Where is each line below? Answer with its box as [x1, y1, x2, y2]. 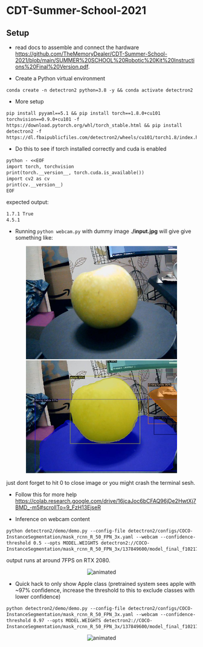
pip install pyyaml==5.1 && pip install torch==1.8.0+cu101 [6, 110, 161, 116]
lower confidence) [14, 593, 61, 600]
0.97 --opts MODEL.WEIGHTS [33, 617, 101, 623]
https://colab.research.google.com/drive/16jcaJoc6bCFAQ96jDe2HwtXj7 [14, 497, 196, 504]
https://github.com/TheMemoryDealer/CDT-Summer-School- [14, 50, 168, 57]
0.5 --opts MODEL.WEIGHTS [33, 540, 98, 546]
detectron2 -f [6, 128, 42, 134]
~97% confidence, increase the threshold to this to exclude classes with [14, 586, 195, 594]
